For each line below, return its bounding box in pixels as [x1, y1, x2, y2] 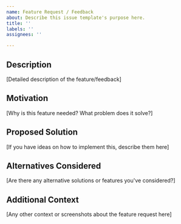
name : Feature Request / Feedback [6, 9, 94, 15]
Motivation [6, 93, 49, 103]
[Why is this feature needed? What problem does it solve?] [6, 109, 153, 116]
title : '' [6, 20, 32, 26]
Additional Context [6, 194, 79, 205]
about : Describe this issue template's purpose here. [6, 15, 146, 21]
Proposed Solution [6, 127, 78, 138]
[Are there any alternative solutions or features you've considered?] [6, 177, 176, 184]
